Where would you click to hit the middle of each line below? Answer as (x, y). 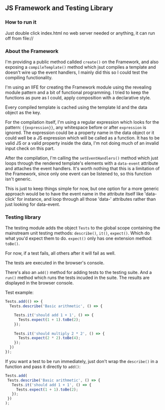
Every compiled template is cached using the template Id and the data (76, 107)
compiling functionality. (29, 77)
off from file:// (19, 38)
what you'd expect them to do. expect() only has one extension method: (79, 238)
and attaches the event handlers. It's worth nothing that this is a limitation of (82, 168)
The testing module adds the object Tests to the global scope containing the (83, 228)
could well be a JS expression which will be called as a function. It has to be (82, 137)
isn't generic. (19, 179)
